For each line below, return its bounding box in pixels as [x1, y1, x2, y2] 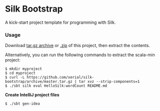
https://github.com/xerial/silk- [26, 75, 95, 80]
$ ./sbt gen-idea [5, 101, 40, 106]
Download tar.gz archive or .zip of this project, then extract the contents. [5, 43, 150, 48]
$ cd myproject [5, 71, 36, 76]
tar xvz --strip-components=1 [79, 79, 140, 84]
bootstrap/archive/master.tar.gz [5, 79, 73, 84]
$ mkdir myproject [5, 66, 42, 71]
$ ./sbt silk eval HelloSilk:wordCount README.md [5, 83, 108, 88]
